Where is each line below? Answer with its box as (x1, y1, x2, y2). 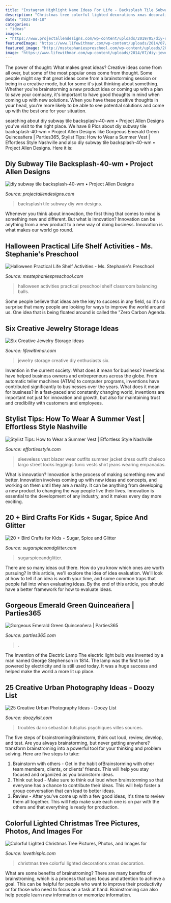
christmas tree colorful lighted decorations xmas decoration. (17, 860, 145, 866)
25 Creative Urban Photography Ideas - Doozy (5, 683, 155, 692)
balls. (17, 289, 30, 295)
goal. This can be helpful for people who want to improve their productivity (5, 881, 162, 887)
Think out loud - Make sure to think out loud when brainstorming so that (12, 777, 164, 783)
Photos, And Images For (5, 827, 83, 836)
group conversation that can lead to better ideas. (12, 788, 116, 794)
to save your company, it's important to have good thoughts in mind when (5, 91, 160, 98)
